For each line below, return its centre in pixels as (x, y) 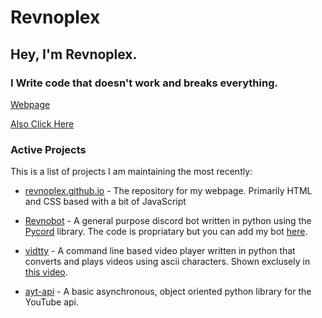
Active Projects (48, 149)
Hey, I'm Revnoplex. (74, 54)
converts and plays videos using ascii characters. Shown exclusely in (167, 262)
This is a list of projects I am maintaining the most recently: (131, 172)
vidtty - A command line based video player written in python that (160, 251)
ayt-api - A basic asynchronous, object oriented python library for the (168, 292)
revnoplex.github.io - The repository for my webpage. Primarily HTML (168, 191)
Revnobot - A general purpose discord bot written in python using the (168, 221)
